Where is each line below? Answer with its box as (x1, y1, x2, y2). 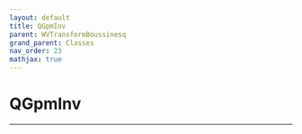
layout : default (9, 13, 70, 22)
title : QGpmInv (9, 22, 67, 31)
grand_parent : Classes (9, 38, 94, 48)
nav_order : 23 (9, 47, 63, 56)
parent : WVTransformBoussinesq (9, 30, 127, 39)
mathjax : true (9, 55, 63, 64)
